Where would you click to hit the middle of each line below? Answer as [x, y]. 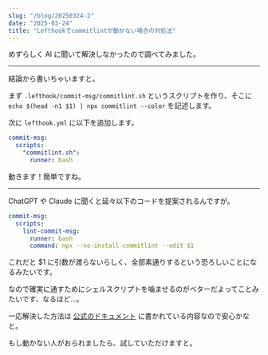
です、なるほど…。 [53, 299]
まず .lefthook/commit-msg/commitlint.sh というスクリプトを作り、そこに [130, 96]
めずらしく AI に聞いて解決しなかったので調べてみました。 [104, 54]
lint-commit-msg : [51, 231]
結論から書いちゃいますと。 [54, 79]
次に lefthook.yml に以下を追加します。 [73, 123]
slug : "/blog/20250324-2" [51, 16]
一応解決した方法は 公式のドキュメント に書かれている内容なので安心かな [129, 316]
